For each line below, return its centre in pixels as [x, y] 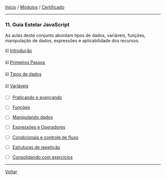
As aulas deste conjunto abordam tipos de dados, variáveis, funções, [75, 35]
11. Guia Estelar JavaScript [38, 24]
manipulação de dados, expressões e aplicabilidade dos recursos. [72, 41]
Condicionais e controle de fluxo [45, 137]
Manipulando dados [33, 117]
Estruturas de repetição [36, 147]
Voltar [11, 172]
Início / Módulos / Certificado [35, 7]
